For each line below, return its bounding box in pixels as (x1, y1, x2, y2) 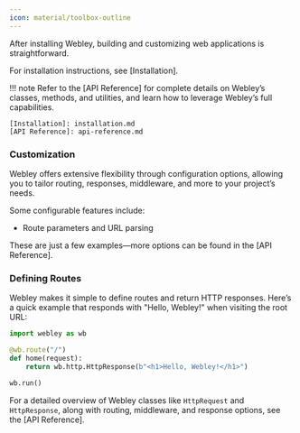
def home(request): (9, 354, 83, 363)
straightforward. (9, 47, 70, 59)
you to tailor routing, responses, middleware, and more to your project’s (9, 178, 276, 189)
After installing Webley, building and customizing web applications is (9, 38, 265, 49)
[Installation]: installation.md (9, 119, 136, 128)
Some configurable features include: (9, 205, 145, 216)
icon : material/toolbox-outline (9, 13, 131, 23)
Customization (9, 148, 76, 161)
